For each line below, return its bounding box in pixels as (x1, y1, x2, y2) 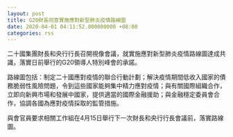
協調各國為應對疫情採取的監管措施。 (19, 99, 123, 108)
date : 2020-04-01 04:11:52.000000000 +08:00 (7, 23, 138, 30)
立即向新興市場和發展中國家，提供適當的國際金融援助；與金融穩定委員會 (7, 90, 214, 99)
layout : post (7, 10, 45, 17)
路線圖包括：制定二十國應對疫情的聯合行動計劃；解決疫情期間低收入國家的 (7, 73, 220, 81)
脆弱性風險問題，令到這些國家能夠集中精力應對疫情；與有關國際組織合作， (12, 81, 226, 90)
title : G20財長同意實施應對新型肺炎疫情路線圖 (7, 17, 126, 24)
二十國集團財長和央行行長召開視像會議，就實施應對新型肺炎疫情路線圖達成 (7, 49, 220, 58)
